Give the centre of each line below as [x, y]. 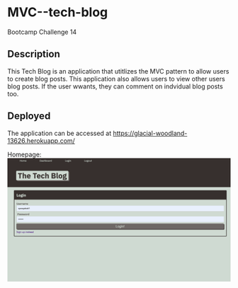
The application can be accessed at [59, 133]
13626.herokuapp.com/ [41, 140]
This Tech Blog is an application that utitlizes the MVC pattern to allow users [118, 71]
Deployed [29, 116]
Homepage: [24, 154]
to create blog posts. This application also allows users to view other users [116, 79]
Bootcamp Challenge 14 [42, 32]
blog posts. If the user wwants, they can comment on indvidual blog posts [115, 86]
